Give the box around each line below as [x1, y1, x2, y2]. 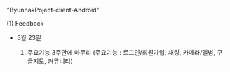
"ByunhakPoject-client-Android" [6, 6, 100, 14]
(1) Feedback [6, 19, 44, 27]
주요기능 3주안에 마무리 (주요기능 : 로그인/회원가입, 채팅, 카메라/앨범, [27, 48, 215, 56]
